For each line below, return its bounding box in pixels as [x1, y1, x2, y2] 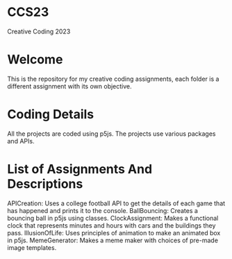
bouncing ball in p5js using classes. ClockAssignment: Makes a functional [7, 214, 219, 222]
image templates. [7, 243, 57, 251]
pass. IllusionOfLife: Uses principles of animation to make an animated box [7, 228, 221, 237]
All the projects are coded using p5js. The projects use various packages [7, 129, 216, 138]
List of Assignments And [7, 162, 153, 177]
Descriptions [7, 176, 83, 191]
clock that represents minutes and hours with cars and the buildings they [7, 221, 216, 230]
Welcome [7, 52, 63, 68]
